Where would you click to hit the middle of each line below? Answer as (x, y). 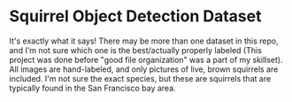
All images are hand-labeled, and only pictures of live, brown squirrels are (144, 69)
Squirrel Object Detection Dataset (135, 16)
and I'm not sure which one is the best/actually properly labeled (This (136, 50)
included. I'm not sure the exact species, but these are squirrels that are (140, 78)
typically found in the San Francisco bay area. (92, 88)
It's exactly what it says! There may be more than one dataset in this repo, (144, 41)
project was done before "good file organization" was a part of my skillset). (146, 59)
